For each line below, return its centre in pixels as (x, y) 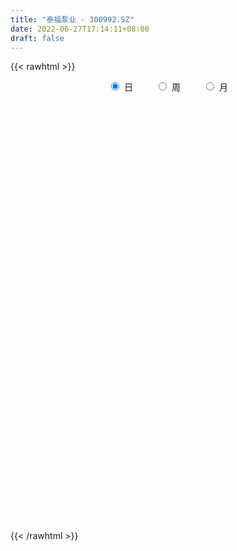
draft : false (37, 38)
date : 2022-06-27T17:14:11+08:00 (80, 29)
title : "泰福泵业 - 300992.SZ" (72, 19)
